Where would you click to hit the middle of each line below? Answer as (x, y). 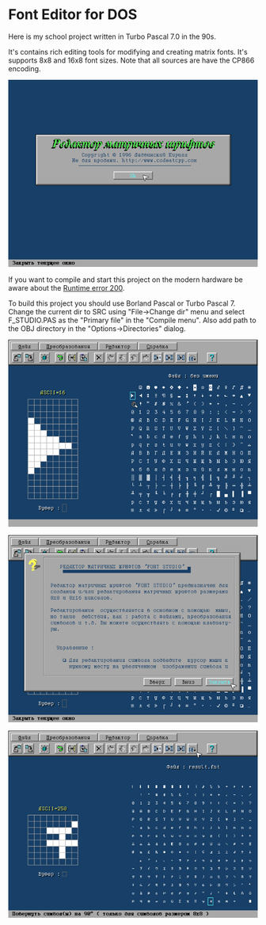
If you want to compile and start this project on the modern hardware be (125, 280)
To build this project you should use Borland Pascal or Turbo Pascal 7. (122, 303)
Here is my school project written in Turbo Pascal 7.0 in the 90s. (112, 36)
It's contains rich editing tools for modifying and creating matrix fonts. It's (128, 51)
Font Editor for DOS (73, 15)
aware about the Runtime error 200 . (66, 287)
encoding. (25, 68)
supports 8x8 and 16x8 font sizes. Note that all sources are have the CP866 (131, 60)
